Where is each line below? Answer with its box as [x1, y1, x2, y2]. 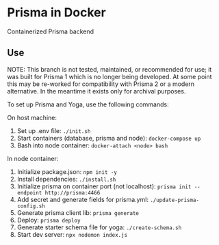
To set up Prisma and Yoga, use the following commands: [7, 100, 169, 109]
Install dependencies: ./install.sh [16, 175, 116, 183]
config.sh [16, 203, 46, 210]
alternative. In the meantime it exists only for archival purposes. [7, 87, 186, 95]
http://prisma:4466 [44, 189, 101, 196]
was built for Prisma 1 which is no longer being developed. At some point [7, 72, 212, 81]
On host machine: [7, 113, 57, 121]
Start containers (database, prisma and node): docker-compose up [16, 134, 201, 142]
